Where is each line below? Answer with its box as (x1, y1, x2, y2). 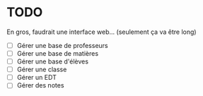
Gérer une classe (16, 65, 67, 74)
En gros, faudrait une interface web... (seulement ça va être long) (6, 28, 197, 36)
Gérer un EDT (16, 73, 57, 82)
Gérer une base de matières (16, 49, 99, 57)
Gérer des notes (16, 81, 64, 90)
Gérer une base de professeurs (16, 41, 108, 49)
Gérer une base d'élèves (16, 57, 89, 66)
